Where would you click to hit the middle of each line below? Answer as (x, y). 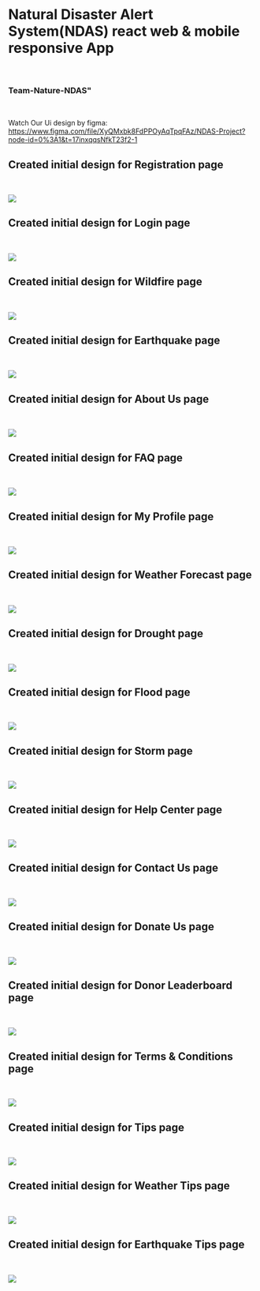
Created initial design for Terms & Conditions (121, 1056)
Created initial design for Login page (99, 223)
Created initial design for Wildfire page (105, 282)
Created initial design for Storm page (100, 751)
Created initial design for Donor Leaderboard (120, 985)
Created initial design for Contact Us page (113, 868)
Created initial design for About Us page (109, 399)
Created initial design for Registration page (116, 165)
